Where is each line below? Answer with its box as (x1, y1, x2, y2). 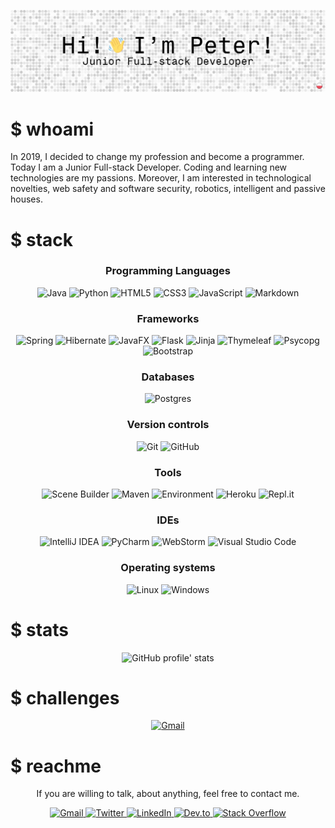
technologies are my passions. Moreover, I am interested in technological (10, 172, 312, 184)
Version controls (126, 418, 210, 432)
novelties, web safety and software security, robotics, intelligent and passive (10, 183, 326, 195)
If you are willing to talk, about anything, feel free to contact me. (36, 788, 300, 800)
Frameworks (136, 311, 200, 325)
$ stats (10, 618, 70, 641)
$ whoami (10, 118, 95, 140)
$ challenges (10, 686, 120, 709)
